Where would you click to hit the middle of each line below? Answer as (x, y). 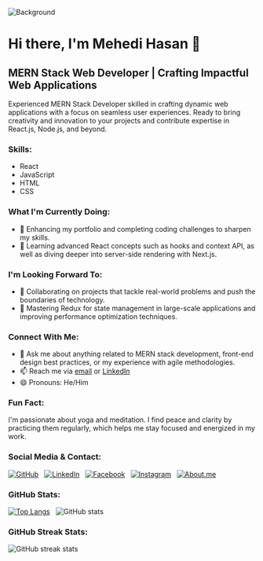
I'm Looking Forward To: (55, 274)
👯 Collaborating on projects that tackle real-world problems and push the (137, 291)
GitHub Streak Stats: (48, 532)
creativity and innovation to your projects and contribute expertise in (119, 121)
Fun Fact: (26, 403)
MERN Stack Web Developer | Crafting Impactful (128, 73)
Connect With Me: (44, 336)
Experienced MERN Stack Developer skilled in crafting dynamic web (119, 104)
